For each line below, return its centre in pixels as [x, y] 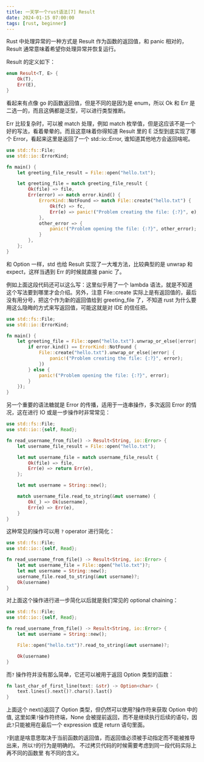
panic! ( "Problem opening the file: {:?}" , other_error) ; [123, 229]
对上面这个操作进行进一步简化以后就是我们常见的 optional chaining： [92, 600]
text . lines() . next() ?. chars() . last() [65, 692]
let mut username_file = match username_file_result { [88, 457]
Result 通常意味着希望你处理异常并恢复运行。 [63, 49]
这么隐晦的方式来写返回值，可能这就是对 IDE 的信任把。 [81, 307]
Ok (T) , [25, 79]
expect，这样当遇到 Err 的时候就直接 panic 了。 [66, 271]
